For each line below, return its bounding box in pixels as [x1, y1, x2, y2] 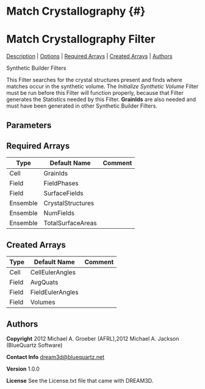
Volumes [30, 298, 56, 306]
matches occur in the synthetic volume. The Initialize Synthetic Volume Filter [6, 83, 199, 90]
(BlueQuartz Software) [6, 341, 63, 349]
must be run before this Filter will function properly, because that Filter [6, 89, 184, 97]
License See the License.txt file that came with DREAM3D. [6, 377, 154, 384]
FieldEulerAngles [30, 288, 79, 297]
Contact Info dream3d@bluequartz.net [6, 353, 105, 360]
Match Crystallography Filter [6, 32, 156, 46]
